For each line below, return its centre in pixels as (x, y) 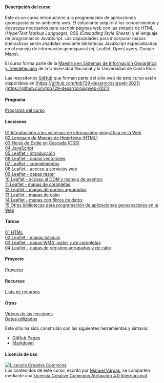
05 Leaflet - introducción (30, 153)
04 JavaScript (19, 148)
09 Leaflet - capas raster (30, 174)
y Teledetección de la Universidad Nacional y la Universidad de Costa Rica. (81, 69)
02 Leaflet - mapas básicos (33, 237)
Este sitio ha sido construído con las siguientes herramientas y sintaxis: (77, 328)
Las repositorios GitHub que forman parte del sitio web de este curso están (81, 78)
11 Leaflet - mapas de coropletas (38, 184)
